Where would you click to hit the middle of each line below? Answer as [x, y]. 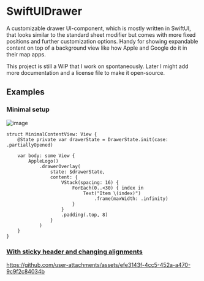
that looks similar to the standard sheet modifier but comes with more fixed [101, 34]
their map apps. [26, 54]
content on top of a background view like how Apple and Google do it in [97, 48]
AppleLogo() [44, 161]
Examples [25, 92]
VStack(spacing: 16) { [90, 182]
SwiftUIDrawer [44, 11]
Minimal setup [28, 110]
